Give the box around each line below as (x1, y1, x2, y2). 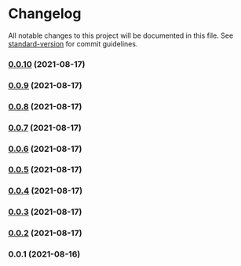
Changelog (8, 5, 82, 23)
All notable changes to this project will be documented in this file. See (8, 31, 234, 40)
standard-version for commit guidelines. (8, 39, 138, 48)
